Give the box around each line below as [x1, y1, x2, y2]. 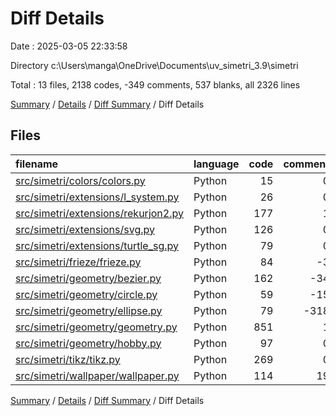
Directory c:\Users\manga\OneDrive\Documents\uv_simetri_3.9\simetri [10, 59, 299, 71]
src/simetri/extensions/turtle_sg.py [15, 238, 180, 252]
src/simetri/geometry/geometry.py [15, 320, 178, 334]
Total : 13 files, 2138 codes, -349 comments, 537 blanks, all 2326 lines [10, 78, 301, 91]
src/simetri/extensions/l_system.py [15, 190, 180, 204]
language [193, 157, 240, 171]
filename [15, 157, 59, 171]
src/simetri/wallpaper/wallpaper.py [15, 368, 180, 382]
